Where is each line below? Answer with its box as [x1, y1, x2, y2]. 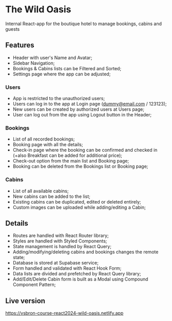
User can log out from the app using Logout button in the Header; [12, 112, 152, 118]
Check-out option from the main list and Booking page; [12, 158, 129, 164]
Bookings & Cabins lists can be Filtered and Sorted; [12, 65, 122, 71]
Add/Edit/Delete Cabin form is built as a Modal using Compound [12, 276, 148, 283]
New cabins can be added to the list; [12, 193, 91, 199]
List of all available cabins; [12, 188, 69, 194]
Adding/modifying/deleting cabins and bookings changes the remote [12, 249, 159, 255]
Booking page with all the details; [12, 142, 83, 148]
